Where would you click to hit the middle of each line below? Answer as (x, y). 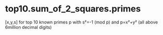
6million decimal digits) (28, 27)
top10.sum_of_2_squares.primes (73, 9)
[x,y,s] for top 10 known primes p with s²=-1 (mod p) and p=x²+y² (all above (81, 22)
